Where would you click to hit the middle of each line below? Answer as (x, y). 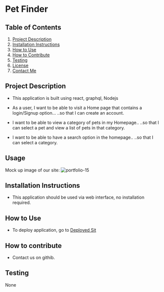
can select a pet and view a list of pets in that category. (68, 127)
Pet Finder (27, 9)
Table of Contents (33, 27)
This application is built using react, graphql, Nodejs (65, 98)
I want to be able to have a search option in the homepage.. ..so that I (83, 137)
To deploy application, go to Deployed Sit (54, 230)
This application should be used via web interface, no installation (78, 197)
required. (21, 203)
